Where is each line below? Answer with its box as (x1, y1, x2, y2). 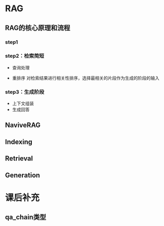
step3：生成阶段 (5, 89, 45, 95)
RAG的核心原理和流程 (5, 23, 70, 32)
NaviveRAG (5, 121, 41, 130)
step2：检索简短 (5, 52, 45, 59)
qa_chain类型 (5, 213, 47, 222)
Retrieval (5, 155, 33, 163)
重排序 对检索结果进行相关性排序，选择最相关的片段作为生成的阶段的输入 (12, 75, 160, 81)
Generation (5, 171, 40, 179)
